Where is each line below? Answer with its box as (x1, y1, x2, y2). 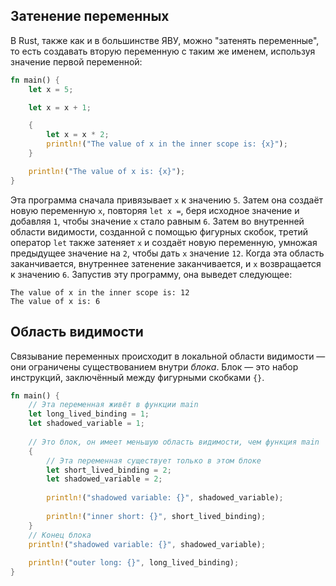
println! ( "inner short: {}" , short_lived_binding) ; (46, 511, 267, 521)
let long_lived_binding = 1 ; (28, 409, 150, 419)
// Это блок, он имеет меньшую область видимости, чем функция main (28, 437, 320, 447)
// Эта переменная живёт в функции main (28, 400, 199, 410)
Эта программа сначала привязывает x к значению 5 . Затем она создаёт (10, 194, 324, 206)
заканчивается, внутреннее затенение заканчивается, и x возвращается (10, 257, 322, 269)
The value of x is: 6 (10, 296, 101, 306)
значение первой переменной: (10, 55, 143, 68)
